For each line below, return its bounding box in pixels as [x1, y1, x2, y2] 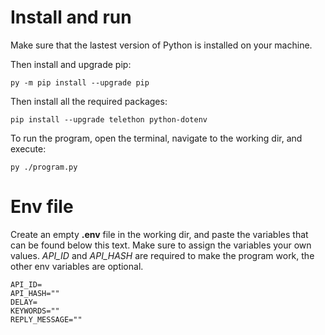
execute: [10, 142, 47, 155]
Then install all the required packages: [10, 95, 168, 107]
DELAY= [10, 297, 38, 307]
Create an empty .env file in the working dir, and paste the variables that [10, 228, 309, 240]
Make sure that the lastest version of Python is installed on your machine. [10, 39, 313, 51]
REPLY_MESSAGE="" [10, 314, 83, 325]
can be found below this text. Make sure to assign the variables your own [10, 239, 312, 251]
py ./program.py [10, 162, 78, 172]
